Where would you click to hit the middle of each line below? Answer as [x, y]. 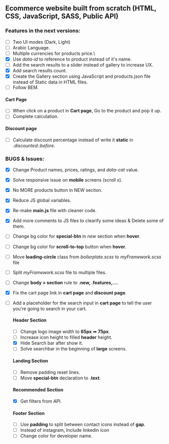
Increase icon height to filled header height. [66, 337]
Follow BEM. [26, 87]
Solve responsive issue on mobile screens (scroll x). [67, 180]
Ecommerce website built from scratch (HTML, [81, 8]
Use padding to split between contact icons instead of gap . [83, 425]
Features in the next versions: [43, 31]
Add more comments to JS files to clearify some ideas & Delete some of [88, 221]
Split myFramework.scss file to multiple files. [60, 272]
